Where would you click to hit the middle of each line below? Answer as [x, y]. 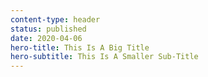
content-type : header [55, 19]
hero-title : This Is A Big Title [80, 47]
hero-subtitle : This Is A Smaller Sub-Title [104, 57]
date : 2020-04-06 [46, 38]
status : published [48, 29]
